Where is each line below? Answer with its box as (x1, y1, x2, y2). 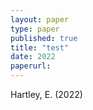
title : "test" (10, 42, 70, 53)
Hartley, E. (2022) (10, 89, 83, 100)
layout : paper (10, 14, 70, 25)
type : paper (10, 24, 60, 34)
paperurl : (10, 61, 52, 71)
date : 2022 (10, 52, 56, 62)
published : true (10, 33, 78, 43)
